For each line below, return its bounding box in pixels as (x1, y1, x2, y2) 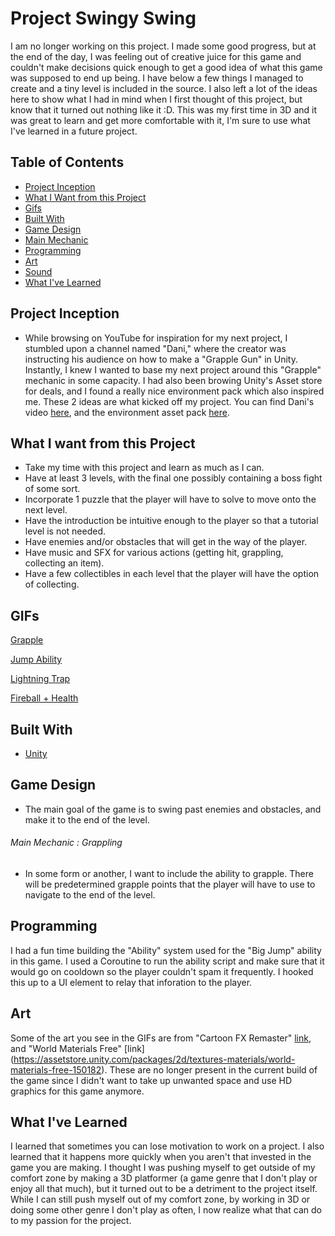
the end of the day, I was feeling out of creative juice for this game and (10, 50, 302, 62)
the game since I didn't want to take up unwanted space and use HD (10, 1074, 293, 1086)
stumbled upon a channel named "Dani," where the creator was (24, 342, 287, 354)
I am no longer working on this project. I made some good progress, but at (10, 40, 317, 52)
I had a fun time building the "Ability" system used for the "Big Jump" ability (10, 944, 322, 956)
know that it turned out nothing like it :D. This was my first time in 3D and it (10, 103, 318, 116)
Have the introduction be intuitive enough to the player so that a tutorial (24, 515, 319, 527)
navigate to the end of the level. (24, 889, 156, 901)
